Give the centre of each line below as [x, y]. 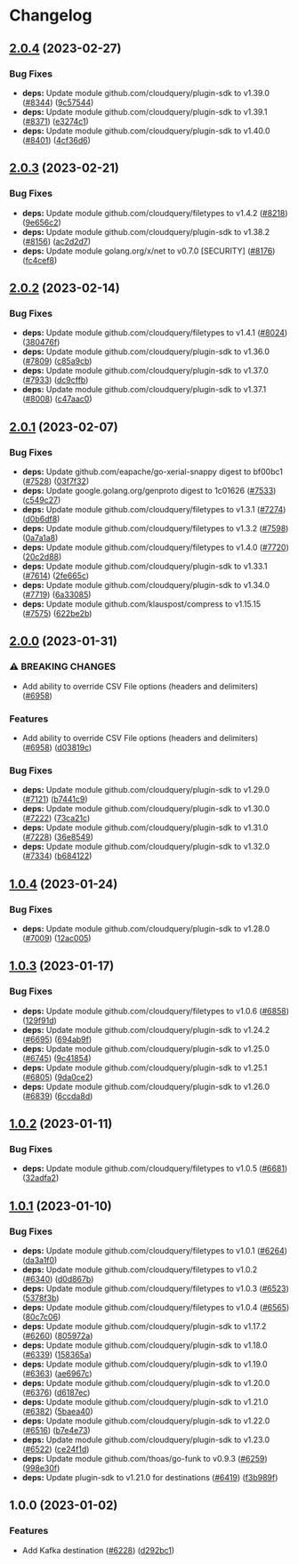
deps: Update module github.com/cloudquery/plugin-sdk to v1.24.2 [146, 1029]
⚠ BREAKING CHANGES [63, 666]
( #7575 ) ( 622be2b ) [57, 613]
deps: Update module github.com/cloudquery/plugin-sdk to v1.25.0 [145, 1048]
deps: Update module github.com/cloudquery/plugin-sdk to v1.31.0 [145, 827]
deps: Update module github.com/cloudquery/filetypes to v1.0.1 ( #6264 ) [154, 1250]
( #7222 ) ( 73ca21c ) [56, 818]
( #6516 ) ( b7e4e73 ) [56, 1430]
